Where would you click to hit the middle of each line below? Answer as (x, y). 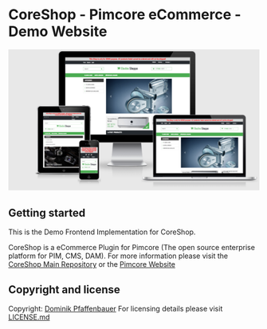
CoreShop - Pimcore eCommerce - (125, 15)
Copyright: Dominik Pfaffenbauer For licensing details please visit (116, 309)
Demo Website (58, 31)
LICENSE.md (29, 317)
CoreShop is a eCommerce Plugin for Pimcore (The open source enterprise (132, 248)
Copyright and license (65, 290)
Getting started (47, 213)
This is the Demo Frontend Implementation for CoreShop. (102, 232)
